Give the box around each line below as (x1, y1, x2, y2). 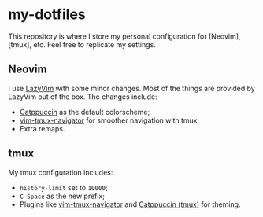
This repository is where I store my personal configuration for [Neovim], (8, 31, 241, 41)
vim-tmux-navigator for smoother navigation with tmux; (19, 116, 200, 125)
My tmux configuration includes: (8, 167, 113, 177)
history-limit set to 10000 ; (19, 182, 108, 192)
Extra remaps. (19, 123, 65, 133)
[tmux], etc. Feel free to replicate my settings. (8, 39, 156, 49)
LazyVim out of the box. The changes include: (8, 92, 157, 101)
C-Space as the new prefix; (19, 191, 105, 200)
